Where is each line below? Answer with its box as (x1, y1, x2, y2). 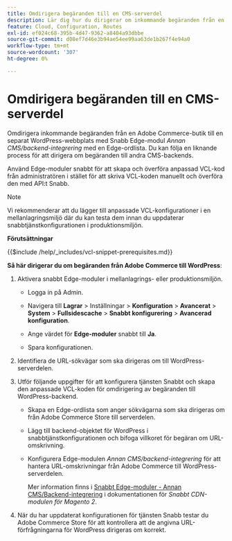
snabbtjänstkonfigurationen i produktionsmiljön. (7, 221, 143, 229)
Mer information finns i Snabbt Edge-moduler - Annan (27, 483, 182, 491)
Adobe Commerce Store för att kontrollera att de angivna (17, 518, 180, 526)
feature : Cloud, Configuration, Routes (7, 23, 123, 30)
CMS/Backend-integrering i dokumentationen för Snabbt (27, 490, 190, 498)
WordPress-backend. (17, 392, 78, 400)
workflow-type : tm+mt (7, 42, 70, 49)
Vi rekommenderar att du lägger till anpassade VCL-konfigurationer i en (7, 206, 211, 214)
